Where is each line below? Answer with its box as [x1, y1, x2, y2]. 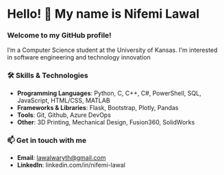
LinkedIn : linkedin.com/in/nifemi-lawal [16, 161, 125, 170]
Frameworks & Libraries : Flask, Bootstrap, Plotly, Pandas [16, 103, 179, 111]
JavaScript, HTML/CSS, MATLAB [16, 96, 111, 105]
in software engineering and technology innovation [7, 53, 151, 62]
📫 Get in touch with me [7, 135, 87, 145]
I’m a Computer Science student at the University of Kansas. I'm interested [7, 46, 218, 54]
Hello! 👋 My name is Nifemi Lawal [7, 6, 200, 22]
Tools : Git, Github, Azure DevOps [16, 111, 112, 119]
